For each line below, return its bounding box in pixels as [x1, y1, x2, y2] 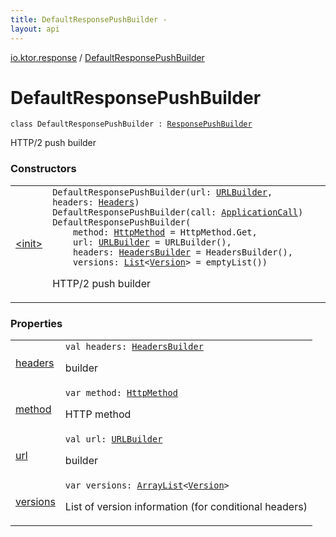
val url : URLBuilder [64, 434, 163, 445]
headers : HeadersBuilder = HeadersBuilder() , [72, 246, 293, 258]
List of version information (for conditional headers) [64, 500, 308, 514]
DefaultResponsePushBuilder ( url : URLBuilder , [52, 186, 273, 198]
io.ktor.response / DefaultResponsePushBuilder [10, 51, 205, 63]
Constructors [10, 162, 77, 176]
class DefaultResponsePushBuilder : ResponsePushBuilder [10, 119, 253, 130]
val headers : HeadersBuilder [64, 341, 204, 353]
